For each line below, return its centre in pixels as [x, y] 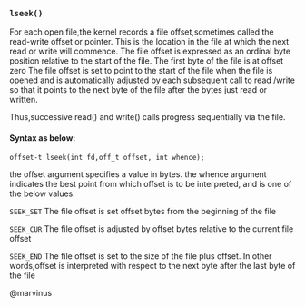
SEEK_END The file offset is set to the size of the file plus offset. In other [141, 256]
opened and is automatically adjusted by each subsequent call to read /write [152, 80]
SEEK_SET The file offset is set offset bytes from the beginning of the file [143, 211]
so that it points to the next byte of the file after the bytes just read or [138, 90]
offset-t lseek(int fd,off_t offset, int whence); [107, 157]
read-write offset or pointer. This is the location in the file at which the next [149, 42]
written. [24, 100]
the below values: [42, 193]
